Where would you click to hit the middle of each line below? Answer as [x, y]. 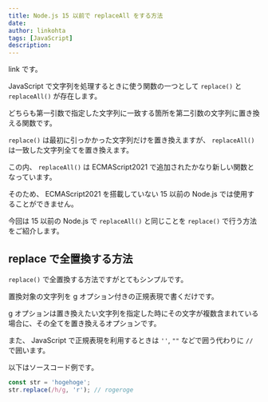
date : [17, 23]
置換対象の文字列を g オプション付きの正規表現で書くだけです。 [114, 296]
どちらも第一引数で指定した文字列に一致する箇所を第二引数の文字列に [124, 113]
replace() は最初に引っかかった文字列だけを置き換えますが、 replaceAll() [132, 140]
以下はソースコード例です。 [53, 367]
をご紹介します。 [36, 231]
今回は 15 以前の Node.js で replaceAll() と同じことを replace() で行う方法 [133, 221]
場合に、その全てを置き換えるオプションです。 [85, 323]
